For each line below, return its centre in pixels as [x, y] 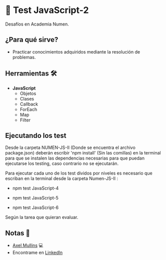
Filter [25, 120]
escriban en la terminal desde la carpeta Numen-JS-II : [62, 178]
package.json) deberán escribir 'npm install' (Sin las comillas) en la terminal [83, 153]
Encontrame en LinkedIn [37, 252]
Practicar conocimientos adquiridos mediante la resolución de [76, 51]
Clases [27, 98]
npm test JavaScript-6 [35, 207]
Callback [29, 104]
